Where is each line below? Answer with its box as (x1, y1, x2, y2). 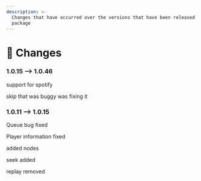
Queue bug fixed (6, 121, 48, 129)
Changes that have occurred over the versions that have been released (11, 14, 196, 20)
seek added (6, 156, 36, 164)
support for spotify (6, 81, 53, 88)
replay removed (6, 168, 45, 175)
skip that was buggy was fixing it (6, 93, 88, 100)
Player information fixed (6, 133, 66, 140)
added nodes (6, 145, 39, 152)
